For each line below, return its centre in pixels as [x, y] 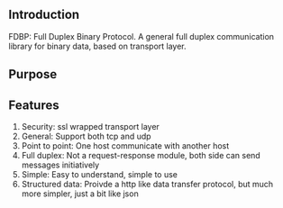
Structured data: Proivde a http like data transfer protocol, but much [147, 185]
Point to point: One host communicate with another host [125, 146]
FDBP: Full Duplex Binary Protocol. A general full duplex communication [141, 36]
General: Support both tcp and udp [86, 136]
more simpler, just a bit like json [80, 194]
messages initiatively [60, 165]
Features [34, 105]
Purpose [33, 74]
